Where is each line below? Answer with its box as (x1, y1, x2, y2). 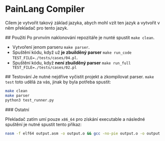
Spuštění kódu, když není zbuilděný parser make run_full (12, 60, 131, 66)
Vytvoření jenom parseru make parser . (12, 44, 90, 50)
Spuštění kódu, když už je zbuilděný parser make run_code (12, 49, 132, 55)
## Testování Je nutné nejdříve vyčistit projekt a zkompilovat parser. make (5, 73, 154, 79)
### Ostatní (5, 106, 30, 112)
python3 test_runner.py (5, 98, 54, 103)
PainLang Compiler (5, 3, 85, 15)
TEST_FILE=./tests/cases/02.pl (12, 65, 77, 70)
